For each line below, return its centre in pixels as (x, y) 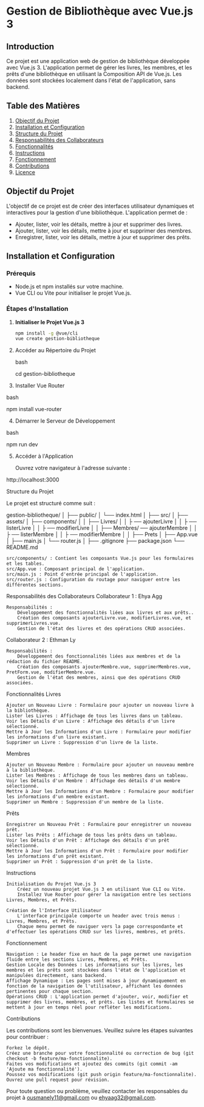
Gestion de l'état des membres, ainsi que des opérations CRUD (99, 678)
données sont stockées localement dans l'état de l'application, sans (91, 80)
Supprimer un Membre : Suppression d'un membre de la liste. (85, 802)
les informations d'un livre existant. (57, 737)
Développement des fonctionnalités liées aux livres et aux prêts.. (106, 613)
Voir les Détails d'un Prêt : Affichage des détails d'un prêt (88, 840)
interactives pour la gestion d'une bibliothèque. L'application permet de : (97, 212)
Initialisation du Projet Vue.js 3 (51, 884)
